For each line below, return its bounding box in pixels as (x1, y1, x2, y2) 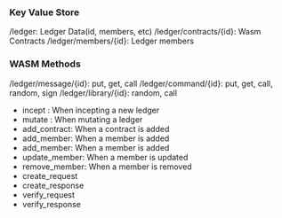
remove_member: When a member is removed (21, 161, 193, 172)
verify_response (21, 199, 82, 209)
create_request (21, 170, 78, 181)
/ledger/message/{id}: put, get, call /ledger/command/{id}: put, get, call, (9, 78, 273, 89)
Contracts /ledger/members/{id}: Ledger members (9, 35, 194, 46)
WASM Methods (9, 58, 82, 70)
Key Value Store (9, 6, 80, 19)
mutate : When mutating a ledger (21, 113, 143, 125)
